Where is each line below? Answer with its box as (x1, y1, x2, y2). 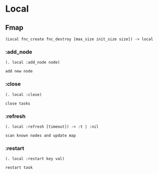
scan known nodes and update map (5, 133, 76, 138)
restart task (5, 165, 33, 170)
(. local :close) (5, 92, 42, 97)
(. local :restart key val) (5, 156, 65, 161)
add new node (5, 69, 33, 74)
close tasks (5, 101, 30, 106)
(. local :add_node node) (5, 60, 60, 65)
